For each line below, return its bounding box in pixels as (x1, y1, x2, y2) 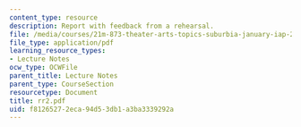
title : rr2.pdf (9, 96, 66, 106)
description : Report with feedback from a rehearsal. (9, 21, 215, 30)
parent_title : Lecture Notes (9, 72, 118, 80)
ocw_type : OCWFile (9, 63, 78, 72)
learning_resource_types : (9, 47, 106, 55)
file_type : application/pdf (9, 38, 115, 47)
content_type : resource (9, 13, 99, 22)
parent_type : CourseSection (9, 80, 115, 89)
